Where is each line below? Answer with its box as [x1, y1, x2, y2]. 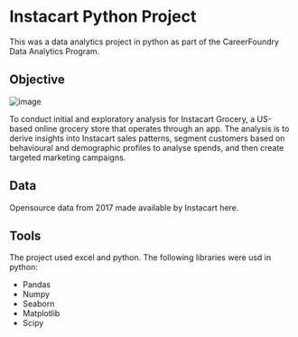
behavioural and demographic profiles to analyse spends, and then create [9, 142, 284, 153]
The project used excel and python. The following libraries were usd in [9, 252, 272, 263]
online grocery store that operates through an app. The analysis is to [34, 123, 290, 134]
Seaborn [22, 298, 55, 309]
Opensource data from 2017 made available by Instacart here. [9, 201, 239, 213]
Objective [9, 72, 66, 88]
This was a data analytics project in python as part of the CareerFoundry [9, 36, 280, 47]
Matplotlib [22, 308, 61, 319]
